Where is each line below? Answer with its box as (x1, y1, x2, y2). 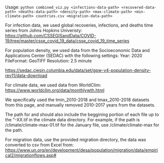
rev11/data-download (5, 73, 47, 78)
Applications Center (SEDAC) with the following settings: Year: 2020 (5, 53, 142, 58)
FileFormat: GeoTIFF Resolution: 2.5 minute (5, 58, 92, 63)
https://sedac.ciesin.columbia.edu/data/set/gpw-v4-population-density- (5, 67, 151, 73)
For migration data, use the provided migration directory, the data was (5, 137, 146, 142)
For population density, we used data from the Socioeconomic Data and (5, 48, 150, 53)
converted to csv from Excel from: (5, 142, 74, 148)
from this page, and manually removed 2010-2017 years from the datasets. (5, 102, 156, 108)
